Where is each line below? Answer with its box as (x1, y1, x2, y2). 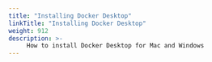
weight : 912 (8, 27, 49, 35)
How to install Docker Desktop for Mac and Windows (26, 42, 205, 50)
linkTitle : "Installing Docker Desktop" (8, 19, 147, 27)
